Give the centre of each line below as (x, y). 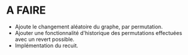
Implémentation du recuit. (46, 46)
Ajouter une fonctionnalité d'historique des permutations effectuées (98, 33)
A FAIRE (26, 10)
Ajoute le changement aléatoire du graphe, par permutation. (89, 27)
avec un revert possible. (45, 39)
